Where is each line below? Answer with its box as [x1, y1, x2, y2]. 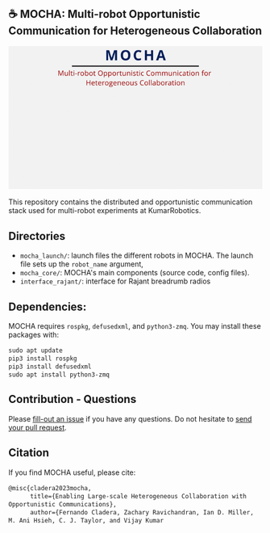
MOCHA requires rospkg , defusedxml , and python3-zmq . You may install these [8, 321, 262, 330]
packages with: [8, 329, 59, 339]
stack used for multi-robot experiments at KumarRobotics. [8, 206, 201, 216]
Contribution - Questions [8, 392, 137, 406]
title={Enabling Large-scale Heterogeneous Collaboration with [29, 492, 247, 500]
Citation [8, 446, 50, 460]
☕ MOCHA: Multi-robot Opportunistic [8, 7, 201, 21]
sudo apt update [8, 346, 63, 355]
